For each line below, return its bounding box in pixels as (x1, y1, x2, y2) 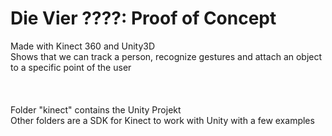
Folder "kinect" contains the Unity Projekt (10, 103, 182, 116)
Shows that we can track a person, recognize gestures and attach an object (10, 50, 323, 62)
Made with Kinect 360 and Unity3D (10, 40, 156, 52)
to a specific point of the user (10, 61, 132, 73)
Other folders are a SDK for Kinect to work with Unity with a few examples (10, 114, 315, 126)
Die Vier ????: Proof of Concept (10, 7, 277, 30)
